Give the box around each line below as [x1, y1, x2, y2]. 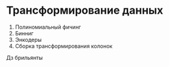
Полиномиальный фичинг [14, 23, 81, 31]
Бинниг [14, 29, 34, 36]
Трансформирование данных [6, 4, 164, 17]
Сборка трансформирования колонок [14, 42, 113, 50]
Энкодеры [14, 36, 42, 43]
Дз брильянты [6, 54, 43, 61]
